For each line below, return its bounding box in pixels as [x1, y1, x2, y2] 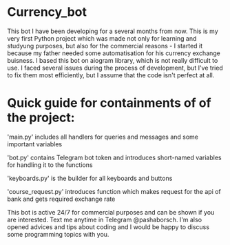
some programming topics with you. [7, 230, 109, 238]
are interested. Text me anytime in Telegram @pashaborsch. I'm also [7, 215, 202, 224]
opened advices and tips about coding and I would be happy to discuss [7, 222, 210, 231]
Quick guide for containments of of [7, 95, 211, 111]
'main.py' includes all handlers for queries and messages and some [7, 133, 198, 141]
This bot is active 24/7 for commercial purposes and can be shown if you [7, 208, 215, 216]
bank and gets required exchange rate [7, 195, 116, 203]
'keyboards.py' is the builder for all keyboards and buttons [7, 174, 173, 182]
